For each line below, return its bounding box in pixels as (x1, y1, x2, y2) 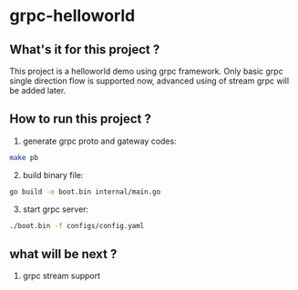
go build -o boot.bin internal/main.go (9, 187, 161, 196)
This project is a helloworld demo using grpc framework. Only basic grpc (9, 65, 284, 76)
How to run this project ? (9, 111, 152, 127)
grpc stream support (22, 270, 101, 282)
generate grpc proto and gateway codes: (22, 135, 177, 146)
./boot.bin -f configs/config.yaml (9, 221, 145, 230)
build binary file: (22, 169, 84, 180)
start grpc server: (22, 204, 89, 215)
